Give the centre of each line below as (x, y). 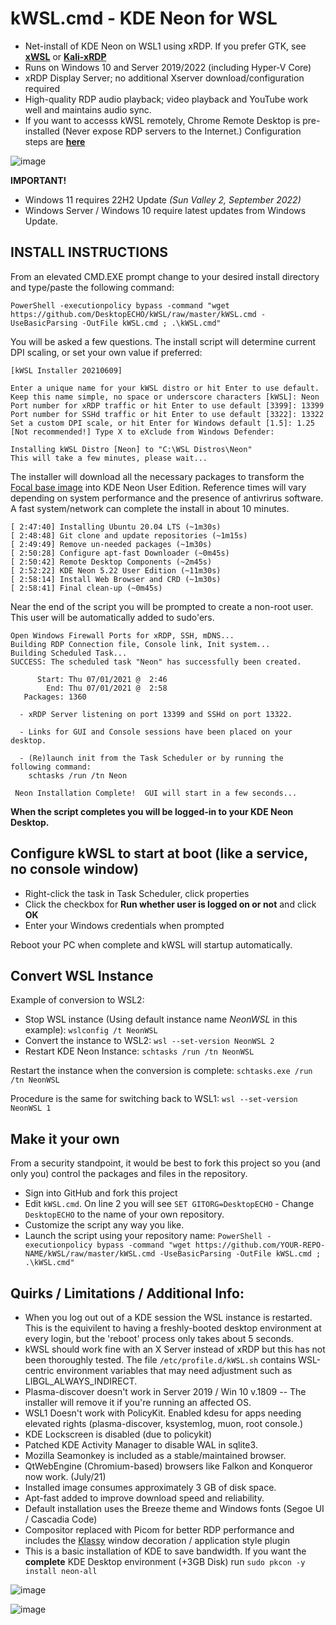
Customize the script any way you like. (104, 1225)
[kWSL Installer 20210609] (66, 370)
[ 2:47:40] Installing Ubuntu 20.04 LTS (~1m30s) (116, 527)
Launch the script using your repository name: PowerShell (143, 1236)
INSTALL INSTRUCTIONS (89, 252)
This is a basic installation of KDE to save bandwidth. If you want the (165, 1551)
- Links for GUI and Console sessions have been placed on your (156, 732)
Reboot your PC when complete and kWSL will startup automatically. (151, 944)
